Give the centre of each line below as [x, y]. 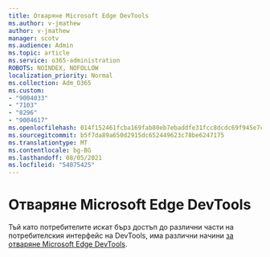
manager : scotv [34, 38]
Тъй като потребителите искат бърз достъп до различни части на [121, 227]
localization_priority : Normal [61, 75]
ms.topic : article [39, 53]
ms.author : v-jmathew [45, 23]
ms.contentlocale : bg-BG [50, 150]
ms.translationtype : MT [48, 143]
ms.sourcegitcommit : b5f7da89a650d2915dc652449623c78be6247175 [117, 135]
